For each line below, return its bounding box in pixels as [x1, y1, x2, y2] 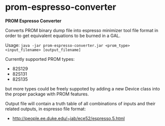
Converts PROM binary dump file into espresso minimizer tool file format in [5, 27, 159, 33]
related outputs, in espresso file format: [5, 106, 86, 112]
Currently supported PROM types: [5, 56, 75, 62]
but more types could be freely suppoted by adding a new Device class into [5, 85, 160, 91]
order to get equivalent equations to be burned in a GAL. [5, 33, 121, 39]
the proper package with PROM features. [5, 91, 89, 97]
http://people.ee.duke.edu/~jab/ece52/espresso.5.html [12, 115, 125, 121]
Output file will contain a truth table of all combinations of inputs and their [5, 100, 156, 106]
